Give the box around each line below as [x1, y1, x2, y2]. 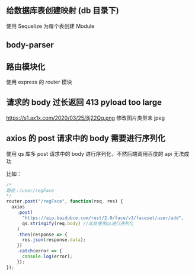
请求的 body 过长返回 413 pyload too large [6, 97, 162, 108]
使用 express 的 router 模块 [6, 79, 72, 86]
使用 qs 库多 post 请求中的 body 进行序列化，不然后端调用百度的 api [6, 150, 172, 157]
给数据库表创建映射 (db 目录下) [6, 5, 120, 16]
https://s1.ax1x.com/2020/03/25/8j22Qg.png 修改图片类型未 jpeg [6, 114, 165, 121]
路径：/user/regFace [6, 187, 55, 194]
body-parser [6, 40, 55, 50]
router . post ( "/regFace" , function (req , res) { [6, 198, 123, 204]
